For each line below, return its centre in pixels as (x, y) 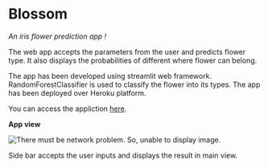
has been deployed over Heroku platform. (77, 92)
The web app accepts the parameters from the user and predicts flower (127, 51)
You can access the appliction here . (68, 109)
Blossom (38, 14)
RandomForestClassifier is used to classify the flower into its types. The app (134, 84)
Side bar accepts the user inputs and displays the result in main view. (123, 155)
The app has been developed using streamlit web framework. (110, 76)
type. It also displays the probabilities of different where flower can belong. (133, 60)
